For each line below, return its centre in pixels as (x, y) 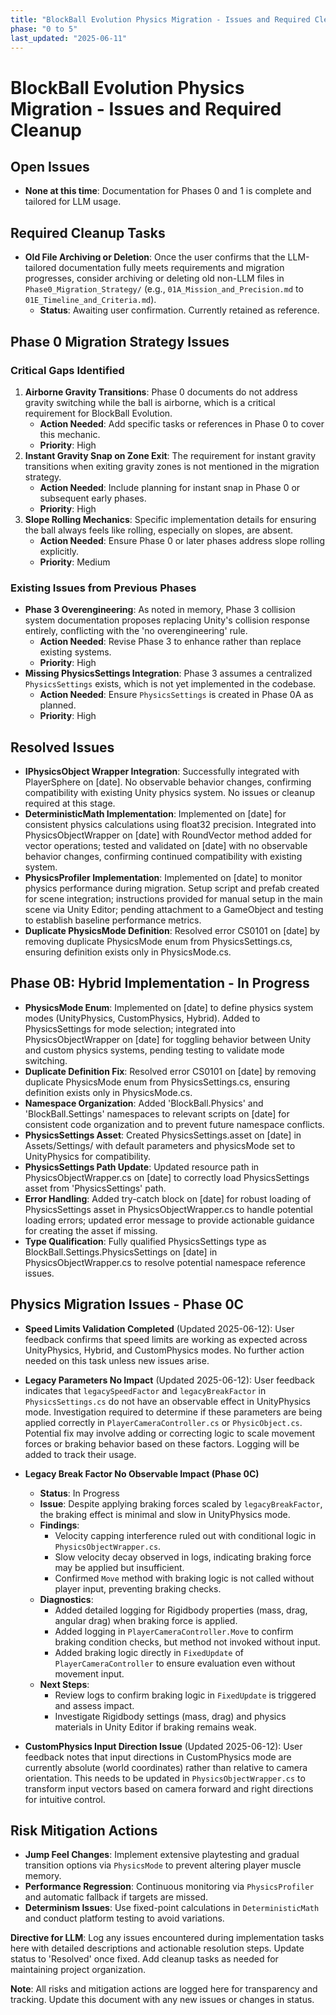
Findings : (59, 1525)
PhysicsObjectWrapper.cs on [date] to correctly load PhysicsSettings (167, 1177)
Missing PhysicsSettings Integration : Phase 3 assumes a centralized (168, 673)
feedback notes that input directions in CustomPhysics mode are (158, 1757)
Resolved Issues (62, 747)
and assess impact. (94, 1705)
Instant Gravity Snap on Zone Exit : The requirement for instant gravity (170, 455)
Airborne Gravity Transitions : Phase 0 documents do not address (161, 392)
